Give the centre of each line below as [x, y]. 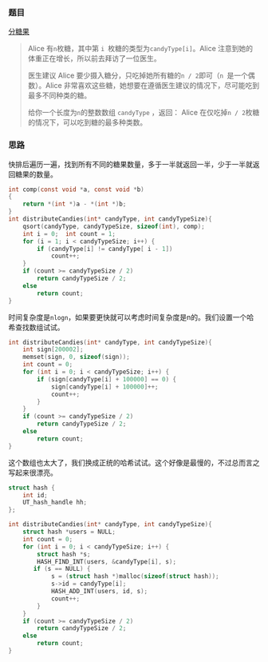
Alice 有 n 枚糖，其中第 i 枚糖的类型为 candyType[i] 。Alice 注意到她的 [140, 49]
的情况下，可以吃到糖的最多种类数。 [87, 122]
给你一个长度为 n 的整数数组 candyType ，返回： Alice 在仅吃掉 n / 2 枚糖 [144, 113]
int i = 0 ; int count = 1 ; [69, 233]
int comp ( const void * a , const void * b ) [77, 189]
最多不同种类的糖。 [59, 96]
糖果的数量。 [36, 174]
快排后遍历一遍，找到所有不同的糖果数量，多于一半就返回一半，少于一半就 [130, 164]
